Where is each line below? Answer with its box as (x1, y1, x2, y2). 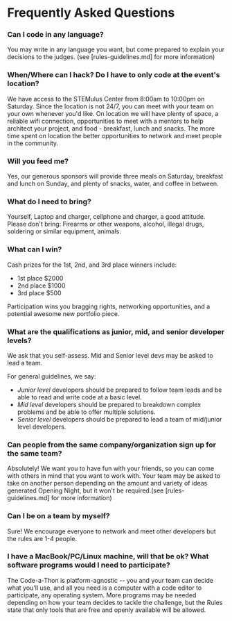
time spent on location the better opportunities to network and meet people (7, 131, 222, 140)
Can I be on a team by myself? (7, 511, 110, 521)
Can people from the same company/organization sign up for (7, 440, 216, 449)
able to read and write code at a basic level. (17, 392, 142, 401)
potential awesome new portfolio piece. (7, 309, 120, 317)
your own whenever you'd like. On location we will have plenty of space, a (7, 109, 219, 117)
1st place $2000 (17, 274, 64, 282)
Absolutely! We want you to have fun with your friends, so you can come (7, 464, 215, 473)
